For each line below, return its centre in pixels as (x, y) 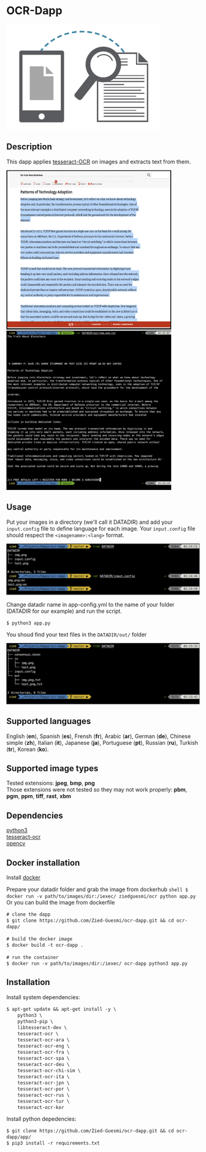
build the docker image (42, 939)
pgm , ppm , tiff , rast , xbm (39, 796)
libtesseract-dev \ (42, 1027)
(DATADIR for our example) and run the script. (64, 611)
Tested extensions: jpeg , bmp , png (51, 783)
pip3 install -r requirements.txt (56, 1143)
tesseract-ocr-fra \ (44, 1052)
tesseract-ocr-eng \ (44, 1046)
